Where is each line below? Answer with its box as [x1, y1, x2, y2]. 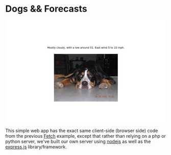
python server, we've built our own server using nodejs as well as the [5, 138, 151, 145]
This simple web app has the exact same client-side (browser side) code [5, 128, 158, 134]
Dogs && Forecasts [5, 3, 88, 15]
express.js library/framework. [5, 144, 67, 150]
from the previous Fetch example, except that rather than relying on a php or [5, 133, 166, 139]
